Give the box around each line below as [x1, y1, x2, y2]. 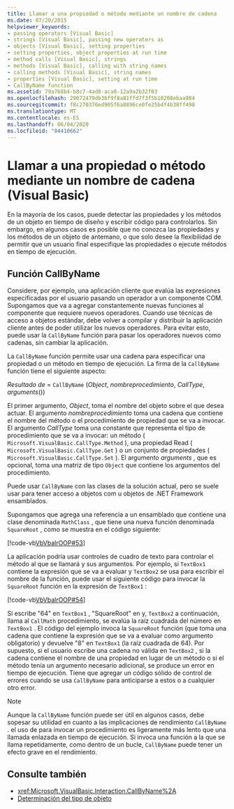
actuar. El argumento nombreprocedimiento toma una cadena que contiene [7, 409, 224, 417]
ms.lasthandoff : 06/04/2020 [7, 120, 89, 128]
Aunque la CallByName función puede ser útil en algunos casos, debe [7, 711, 205, 719]
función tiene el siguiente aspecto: [7, 367, 107, 375]
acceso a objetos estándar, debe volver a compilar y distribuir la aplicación [7, 316, 223, 325]
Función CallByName [7, 267, 101, 280]
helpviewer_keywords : [7, 23, 71, 30]
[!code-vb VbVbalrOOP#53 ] [7, 539, 86, 547]
